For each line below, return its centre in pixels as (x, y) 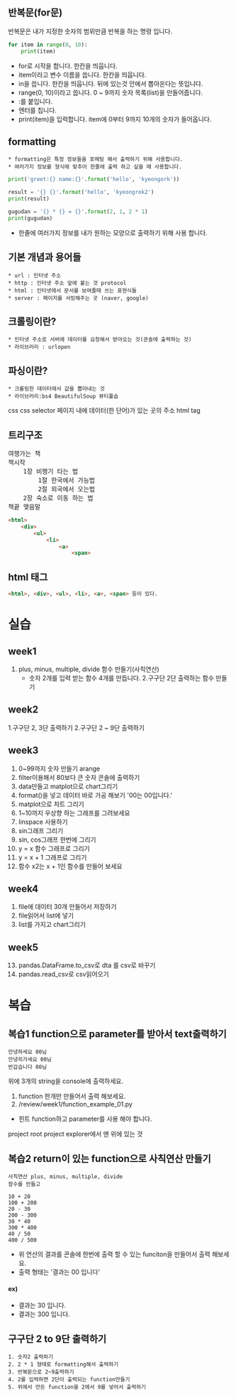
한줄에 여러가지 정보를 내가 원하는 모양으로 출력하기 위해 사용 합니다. (113, 232)
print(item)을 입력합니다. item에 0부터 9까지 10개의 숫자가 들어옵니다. (115, 119)
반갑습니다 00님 (28, 1067)
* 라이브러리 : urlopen (39, 347)
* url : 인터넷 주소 (35, 276)
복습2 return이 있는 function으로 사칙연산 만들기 (109, 1159)
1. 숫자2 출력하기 (31, 1357)
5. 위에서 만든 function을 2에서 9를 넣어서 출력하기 (77, 1387)
